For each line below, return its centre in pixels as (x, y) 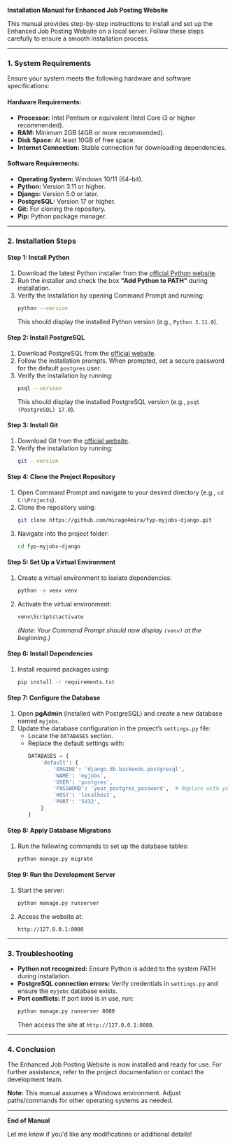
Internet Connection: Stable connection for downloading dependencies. (122, 147)
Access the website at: (50, 916)
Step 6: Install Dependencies (50, 653)
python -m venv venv (47, 591)
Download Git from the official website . (73, 440)
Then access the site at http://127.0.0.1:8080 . (86, 1025)
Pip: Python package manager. (62, 216)
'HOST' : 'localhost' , (85, 795)
